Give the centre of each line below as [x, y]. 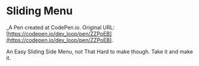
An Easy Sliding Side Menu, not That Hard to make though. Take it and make [100, 51]
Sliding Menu [40, 11]
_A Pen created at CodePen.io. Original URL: [60, 27]
